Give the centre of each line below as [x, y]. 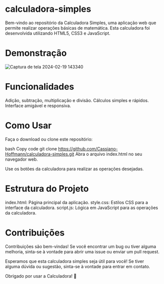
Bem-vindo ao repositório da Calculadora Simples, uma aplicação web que [81, 23]
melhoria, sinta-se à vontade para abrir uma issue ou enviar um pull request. [82, 251]
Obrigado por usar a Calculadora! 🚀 [41, 276]
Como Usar [28, 125]
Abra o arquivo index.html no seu [109, 154]
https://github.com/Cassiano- [88, 148]
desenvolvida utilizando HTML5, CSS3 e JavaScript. [58, 33]
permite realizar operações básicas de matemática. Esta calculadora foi [78, 28]
